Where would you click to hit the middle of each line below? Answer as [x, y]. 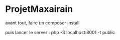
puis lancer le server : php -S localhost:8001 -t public [60, 32]
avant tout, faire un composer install [42, 23]
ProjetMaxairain [39, 9]
